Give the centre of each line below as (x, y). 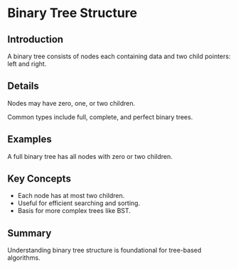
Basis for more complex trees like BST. (74, 211)
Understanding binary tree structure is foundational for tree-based (104, 251)
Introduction (36, 39)
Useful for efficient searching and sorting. (79, 203)
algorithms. (24, 258)
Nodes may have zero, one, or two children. (71, 103)
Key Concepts (39, 179)
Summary (29, 233)
